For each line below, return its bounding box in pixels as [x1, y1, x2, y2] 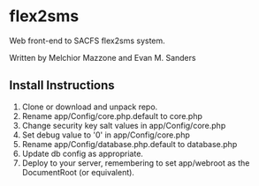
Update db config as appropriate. [21, 148, 144, 159]
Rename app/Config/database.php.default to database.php [21, 138, 238, 149]
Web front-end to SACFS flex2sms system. [9, 35, 165, 46]
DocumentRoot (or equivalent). [21, 167, 135, 177]
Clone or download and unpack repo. [21, 101, 158, 112]
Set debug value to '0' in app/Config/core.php [21, 130, 190, 140]
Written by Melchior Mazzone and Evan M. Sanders [9, 52, 196, 63]
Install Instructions [9, 78, 115, 93]
